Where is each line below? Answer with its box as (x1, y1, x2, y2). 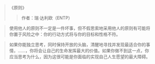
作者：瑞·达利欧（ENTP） (21, 15, 73, 21)
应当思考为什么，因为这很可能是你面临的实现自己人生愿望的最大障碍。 (9, 54, 151, 60)
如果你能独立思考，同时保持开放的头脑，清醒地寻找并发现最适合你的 (9, 42, 146, 48)
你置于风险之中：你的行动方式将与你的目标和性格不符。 (9, 32, 120, 37)
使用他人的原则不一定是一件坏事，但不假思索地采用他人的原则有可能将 (9, 25, 151, 31)
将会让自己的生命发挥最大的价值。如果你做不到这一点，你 (33, 48, 149, 53)
